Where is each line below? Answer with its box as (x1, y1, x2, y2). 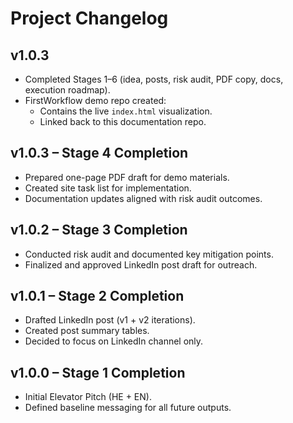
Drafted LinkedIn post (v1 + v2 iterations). (24, 314, 196, 326)
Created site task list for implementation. (24, 182, 192, 194)
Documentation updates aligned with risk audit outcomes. (24, 192, 263, 204)
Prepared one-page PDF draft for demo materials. (24, 171, 230, 183)
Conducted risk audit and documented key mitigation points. (24, 248, 274, 260)
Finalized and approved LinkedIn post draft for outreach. (24, 258, 258, 271)
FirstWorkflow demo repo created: (24, 95, 167, 106)
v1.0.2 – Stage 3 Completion (10, 222, 188, 239)
